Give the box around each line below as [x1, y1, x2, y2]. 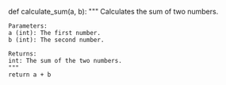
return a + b [8, 71, 52, 79]
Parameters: [8, 22, 48, 30]
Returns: [8, 50, 37, 58]
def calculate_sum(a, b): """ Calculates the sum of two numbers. [8, 7, 219, 16]
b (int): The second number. [8, 36, 105, 44]
